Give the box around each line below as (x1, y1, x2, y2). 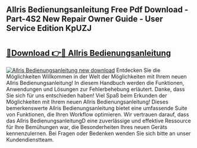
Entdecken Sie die (115, 67, 161, 74)
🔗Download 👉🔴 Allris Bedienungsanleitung (6, 48, 171, 58)
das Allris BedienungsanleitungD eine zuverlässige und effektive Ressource (6, 117, 192, 124)
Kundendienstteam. (6, 136, 54, 143)
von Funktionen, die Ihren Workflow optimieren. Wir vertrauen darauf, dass (6, 111, 189, 118)
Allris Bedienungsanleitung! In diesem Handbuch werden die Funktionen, (6, 80, 185, 86)
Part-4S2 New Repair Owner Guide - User (6, 14, 164, 24)
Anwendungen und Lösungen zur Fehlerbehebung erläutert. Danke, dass (6, 86, 185, 93)
